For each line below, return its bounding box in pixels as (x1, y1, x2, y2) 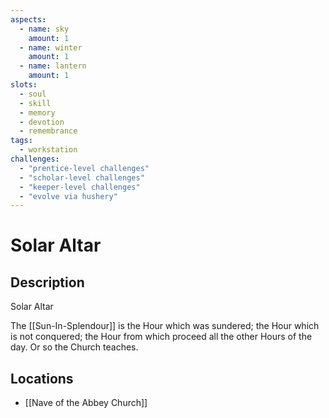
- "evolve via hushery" (19, 191, 118, 201)
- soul (19, 89, 47, 99)
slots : (10, 80, 38, 90)
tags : (10, 136, 33, 146)
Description (10, 274, 85, 291)
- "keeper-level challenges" (19, 182, 141, 192)
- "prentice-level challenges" (19, 163, 150, 173)
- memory (19, 107, 56, 118)
